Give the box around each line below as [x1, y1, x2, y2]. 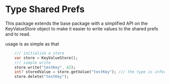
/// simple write [14, 60, 51, 65]
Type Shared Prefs [5, 4, 85, 15]
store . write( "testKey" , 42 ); [14, 65, 76, 70]
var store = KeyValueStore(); [14, 55, 78, 60]
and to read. [5, 31, 31, 37]
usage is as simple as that [5, 40, 59, 47]
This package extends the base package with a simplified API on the [5, 20, 148, 26]
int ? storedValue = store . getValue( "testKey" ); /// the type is [14, 69, 153, 74]
